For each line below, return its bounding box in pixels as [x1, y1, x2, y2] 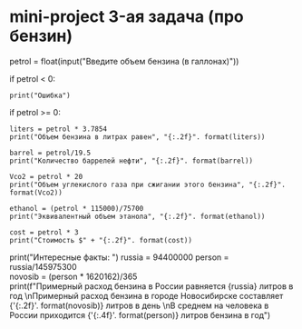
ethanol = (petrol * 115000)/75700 [9, 204, 144, 213]
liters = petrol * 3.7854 [9, 125, 107, 134]
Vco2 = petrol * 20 [9, 172, 83, 181]
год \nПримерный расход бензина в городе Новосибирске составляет [9, 290, 284, 301]
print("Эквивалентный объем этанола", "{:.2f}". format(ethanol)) [9, 212, 266, 221]
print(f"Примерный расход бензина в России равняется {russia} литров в [9, 280, 294, 292]
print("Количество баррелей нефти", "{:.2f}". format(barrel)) [9, 156, 254, 165]
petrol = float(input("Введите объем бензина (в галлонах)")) [9, 55, 239, 66]
